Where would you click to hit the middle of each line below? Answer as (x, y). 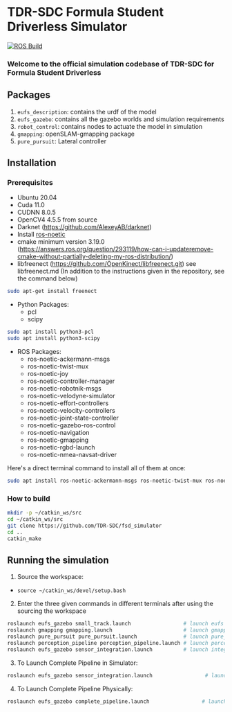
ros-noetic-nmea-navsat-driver (72, 454)
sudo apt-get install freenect (52, 292)
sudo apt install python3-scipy (54, 339)
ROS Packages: (39, 351)
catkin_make (24, 539)
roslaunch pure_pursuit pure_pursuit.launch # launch (108, 637)
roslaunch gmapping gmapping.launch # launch (108, 630)
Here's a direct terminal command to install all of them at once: (96, 468)
